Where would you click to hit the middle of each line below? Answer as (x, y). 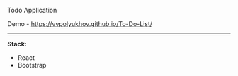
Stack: (17, 44)
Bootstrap (32, 65)
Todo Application (32, 10)
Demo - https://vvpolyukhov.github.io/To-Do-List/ (80, 24)
